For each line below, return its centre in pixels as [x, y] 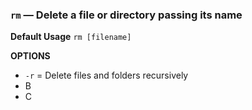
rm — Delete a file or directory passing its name [126, 15]
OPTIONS [30, 56]
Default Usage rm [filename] [71, 37]
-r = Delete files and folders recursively [106, 75]
